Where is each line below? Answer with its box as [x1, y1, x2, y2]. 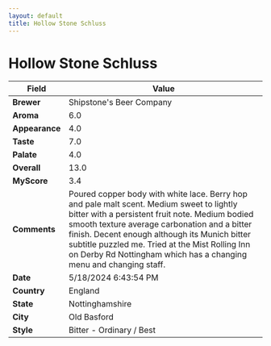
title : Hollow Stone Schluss [8, 19, 106, 27]
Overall [12, 162, 41, 173]
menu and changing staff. [68, 259, 166, 270]
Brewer [12, 97, 41, 108]
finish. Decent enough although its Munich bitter [68, 229, 252, 240]
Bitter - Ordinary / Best [68, 324, 156, 336]
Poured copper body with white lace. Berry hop [68, 189, 248, 200]
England [68, 286, 100, 297]
